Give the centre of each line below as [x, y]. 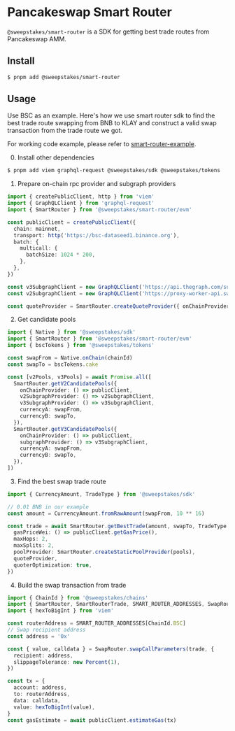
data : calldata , [37, 700]
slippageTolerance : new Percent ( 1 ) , [67, 662]
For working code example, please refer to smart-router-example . [102, 144]
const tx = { [26, 681]
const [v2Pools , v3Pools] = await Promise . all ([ [79, 377]
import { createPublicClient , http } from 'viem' [81, 197]
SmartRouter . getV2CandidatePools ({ [65, 383]
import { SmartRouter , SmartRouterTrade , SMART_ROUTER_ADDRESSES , [106, 604]
